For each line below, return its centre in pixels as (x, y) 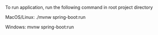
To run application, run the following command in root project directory (79, 7)
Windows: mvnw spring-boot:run (40, 27)
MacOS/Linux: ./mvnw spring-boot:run (46, 17)
